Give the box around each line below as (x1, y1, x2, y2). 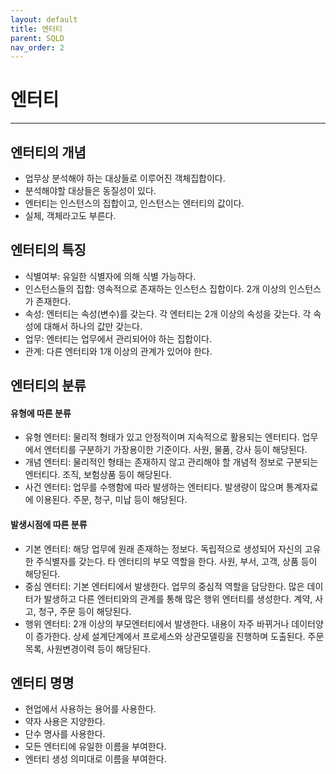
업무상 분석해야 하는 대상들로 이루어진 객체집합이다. (24, 172, 226, 184)
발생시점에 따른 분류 (10, 519, 88, 530)
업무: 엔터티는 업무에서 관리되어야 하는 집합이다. (24, 332, 213, 345)
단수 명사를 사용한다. (24, 728, 106, 740)
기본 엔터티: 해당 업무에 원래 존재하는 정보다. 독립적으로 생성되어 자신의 (24, 542, 303, 555)
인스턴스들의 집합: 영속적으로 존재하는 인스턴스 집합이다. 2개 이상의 (24, 282, 287, 295)
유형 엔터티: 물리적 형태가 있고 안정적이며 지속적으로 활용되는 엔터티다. (24, 431, 300, 443)
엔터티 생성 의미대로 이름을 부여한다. (24, 753, 167, 765)
